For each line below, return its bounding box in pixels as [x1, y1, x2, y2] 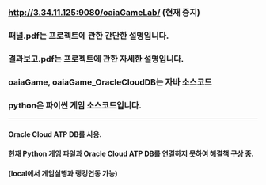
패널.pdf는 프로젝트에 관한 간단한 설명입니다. [8, 30, 169, 41]
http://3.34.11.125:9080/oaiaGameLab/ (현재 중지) [8, 6, 200, 17]
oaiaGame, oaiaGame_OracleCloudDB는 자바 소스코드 [8, 77, 212, 88]
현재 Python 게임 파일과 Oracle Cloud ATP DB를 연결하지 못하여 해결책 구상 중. [8, 149, 254, 159]
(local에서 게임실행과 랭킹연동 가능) [8, 168, 118, 178]
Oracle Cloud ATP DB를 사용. [8, 129, 102, 139]
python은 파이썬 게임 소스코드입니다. [8, 100, 142, 111]
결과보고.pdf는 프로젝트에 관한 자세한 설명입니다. [8, 53, 184, 64]
